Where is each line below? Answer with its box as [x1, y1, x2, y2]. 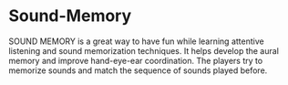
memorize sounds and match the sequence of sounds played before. [8, 65, 268, 76]
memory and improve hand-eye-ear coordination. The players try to [8, 55, 263, 66]
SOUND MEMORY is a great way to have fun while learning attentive [8, 36, 265, 47]
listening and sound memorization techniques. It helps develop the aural [8, 45, 280, 56]
